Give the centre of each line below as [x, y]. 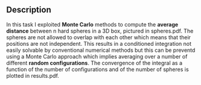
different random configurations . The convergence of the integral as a [94, 63]
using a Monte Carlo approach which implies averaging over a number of [97, 56]
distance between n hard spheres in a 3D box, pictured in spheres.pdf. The [100, 31]
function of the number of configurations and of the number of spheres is [97, 69]
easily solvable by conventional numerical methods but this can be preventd [101, 50]
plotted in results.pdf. [33, 75]
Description [29, 10]
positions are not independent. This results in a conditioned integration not [99, 43]
